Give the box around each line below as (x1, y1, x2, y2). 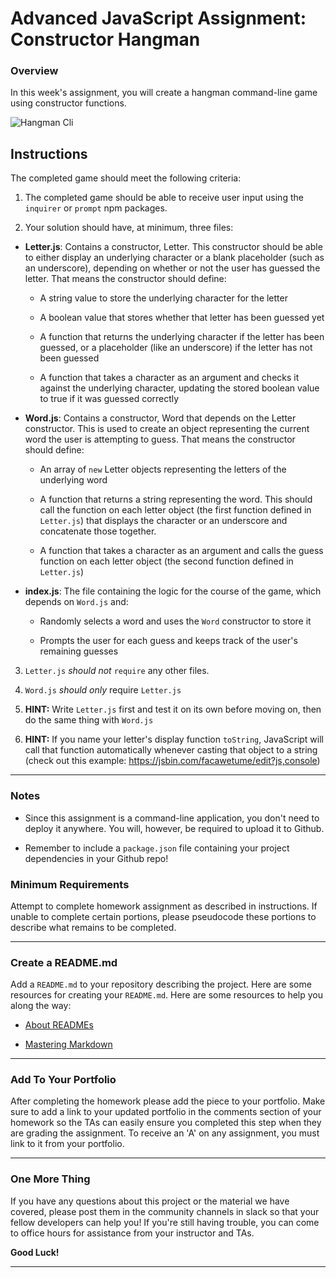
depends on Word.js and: (24, 596, 129, 608)
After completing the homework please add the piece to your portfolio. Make (10, 1095, 326, 1107)
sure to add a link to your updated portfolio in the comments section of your (10, 1106, 322, 1118)
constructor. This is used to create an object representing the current (24, 423, 310, 435)
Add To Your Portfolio (10, 1073, 117, 1087)
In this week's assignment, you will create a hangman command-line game (10, 87, 318, 99)
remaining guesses (39, 645, 119, 657)
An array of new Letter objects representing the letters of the (39, 463, 287, 476)
